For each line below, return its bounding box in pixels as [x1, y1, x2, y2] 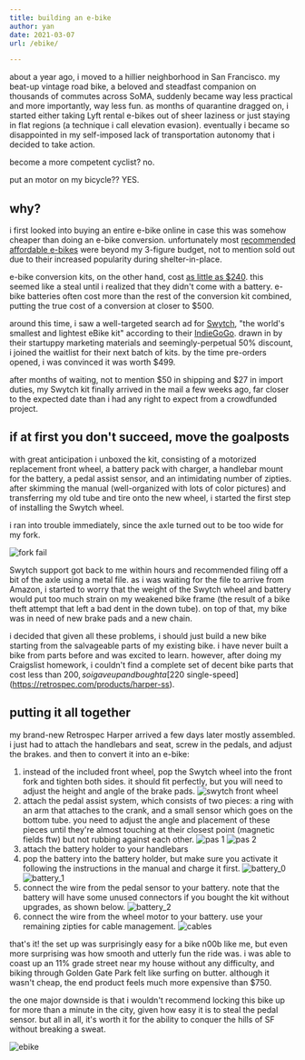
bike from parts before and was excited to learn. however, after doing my [9, 649, 282, 660]
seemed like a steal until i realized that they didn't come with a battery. [9, 281, 273, 292]
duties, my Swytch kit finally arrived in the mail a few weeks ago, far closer [9, 384, 290, 395]
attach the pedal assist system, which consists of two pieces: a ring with [22, 795, 294, 805]
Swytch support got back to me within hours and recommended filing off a [9, 565, 289, 575]
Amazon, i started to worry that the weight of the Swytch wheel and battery [9, 584, 292, 595]
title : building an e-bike [9, 13, 112, 23]
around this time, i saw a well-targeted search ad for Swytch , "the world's [9, 318, 285, 329]
